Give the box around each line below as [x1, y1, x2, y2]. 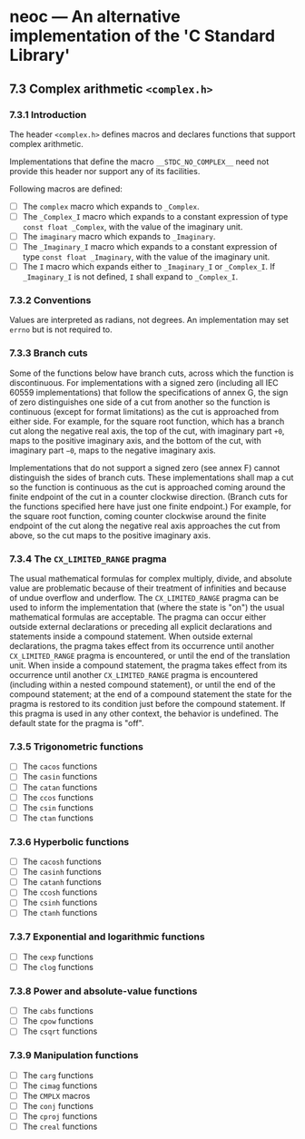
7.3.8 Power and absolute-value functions [9, 985, 198, 997]
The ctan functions [22, 812, 93, 823]
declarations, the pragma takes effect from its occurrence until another [9, 641, 275, 652]
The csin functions [22, 801, 93, 813]
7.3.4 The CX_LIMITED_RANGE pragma [9, 552, 167, 565]
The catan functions [22, 781, 98, 792]
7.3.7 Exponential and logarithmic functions [9, 930, 206, 943]
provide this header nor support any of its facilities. [9, 165, 201, 176]
